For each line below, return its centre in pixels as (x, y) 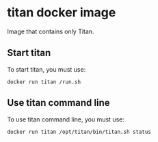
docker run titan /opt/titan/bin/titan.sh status (79, 132)
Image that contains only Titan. (51, 31)
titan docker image (62, 13)
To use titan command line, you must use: (66, 119)
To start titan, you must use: (47, 69)
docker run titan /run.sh (44, 82)
